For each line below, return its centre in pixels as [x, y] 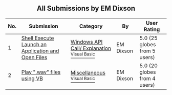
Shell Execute [38, 38]
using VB [32, 78]
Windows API [87, 42]
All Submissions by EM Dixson [86, 8]
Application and [40, 51]
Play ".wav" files [41, 72]
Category [91, 26]
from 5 [148, 51]
